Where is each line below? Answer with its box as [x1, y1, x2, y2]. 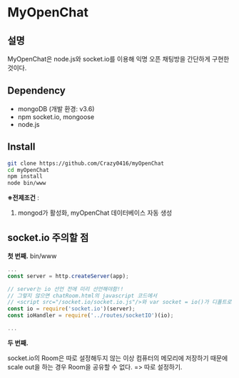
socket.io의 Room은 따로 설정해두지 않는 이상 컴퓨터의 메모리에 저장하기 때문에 [7, 354, 228, 362]
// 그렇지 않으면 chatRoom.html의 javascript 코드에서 [7, 292, 158, 300]
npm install [7, 173, 43, 180]
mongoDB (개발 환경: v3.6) [17, 104, 95, 113]
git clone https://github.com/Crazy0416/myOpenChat [7, 160, 164, 167]
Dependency [7, 85, 66, 97]
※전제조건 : [7, 193, 39, 202]
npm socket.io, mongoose [17, 112, 95, 121]
